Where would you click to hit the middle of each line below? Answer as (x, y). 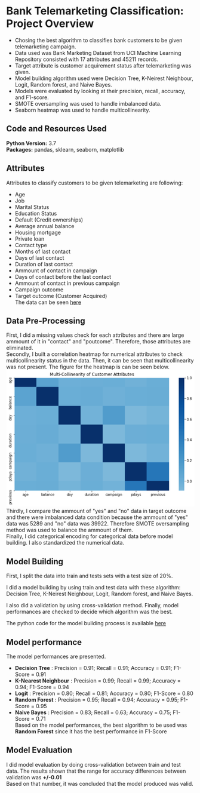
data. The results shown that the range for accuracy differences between (96, 771)
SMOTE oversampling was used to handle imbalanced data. (88, 103)
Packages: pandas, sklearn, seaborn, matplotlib (65, 149)
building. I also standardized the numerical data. (65, 543)
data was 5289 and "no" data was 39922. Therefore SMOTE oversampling (98, 524)
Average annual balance (44, 226)
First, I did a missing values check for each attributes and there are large (95, 335)
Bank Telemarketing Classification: (95, 11)
